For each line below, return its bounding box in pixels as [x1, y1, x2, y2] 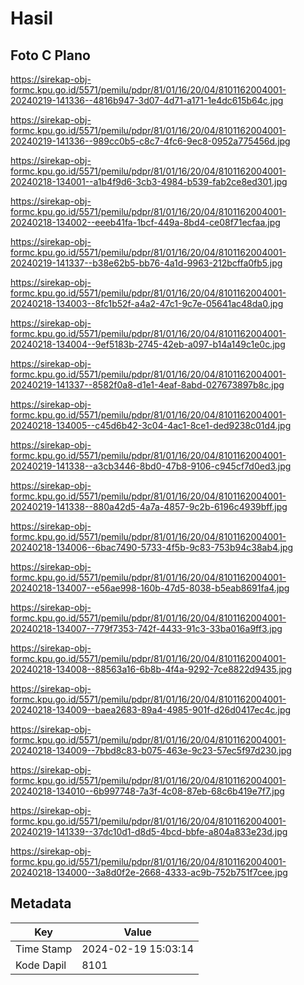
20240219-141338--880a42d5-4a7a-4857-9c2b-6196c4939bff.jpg [10, 501, 288, 512]
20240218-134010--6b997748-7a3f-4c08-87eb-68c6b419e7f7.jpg [10, 785, 285, 797]
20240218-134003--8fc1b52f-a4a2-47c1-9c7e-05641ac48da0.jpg [10, 298, 284, 309]
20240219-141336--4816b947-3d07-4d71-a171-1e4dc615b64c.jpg [10, 95, 284, 106]
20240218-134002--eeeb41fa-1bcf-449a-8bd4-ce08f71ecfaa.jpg [10, 217, 281, 228]
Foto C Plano [10, 47, 91, 64]
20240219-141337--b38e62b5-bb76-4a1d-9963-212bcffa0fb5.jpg [10, 257, 283, 269]
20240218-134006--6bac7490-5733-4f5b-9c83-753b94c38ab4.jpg [10, 542, 294, 553]
